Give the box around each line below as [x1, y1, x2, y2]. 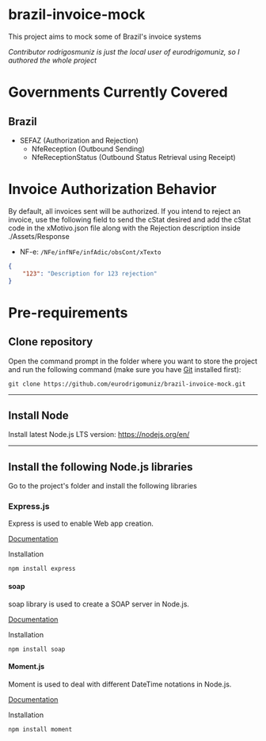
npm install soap [8, 645, 66, 653]
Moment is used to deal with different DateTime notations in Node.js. [8, 679, 232, 689]
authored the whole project [8, 55, 97, 65]
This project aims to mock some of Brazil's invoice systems [8, 32, 202, 41]
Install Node [8, 408, 69, 422]
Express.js [8, 501, 50, 512]
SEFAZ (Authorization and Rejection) [19, 135, 139, 145]
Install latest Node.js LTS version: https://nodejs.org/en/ [8, 430, 190, 439]
